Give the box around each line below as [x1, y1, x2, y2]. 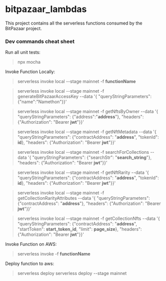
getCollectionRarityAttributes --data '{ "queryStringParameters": [17, 195, 150, 201]
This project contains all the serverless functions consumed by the [5, 20, 142, 26]
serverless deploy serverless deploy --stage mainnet [17, 270, 127, 276]
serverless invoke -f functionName [17, 251, 91, 257]
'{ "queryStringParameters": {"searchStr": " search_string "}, [27, 154, 152, 161]
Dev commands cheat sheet [5, 38, 75, 45]
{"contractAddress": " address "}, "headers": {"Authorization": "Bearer [17, 200, 161, 206]
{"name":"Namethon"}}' [17, 99, 67, 105]
